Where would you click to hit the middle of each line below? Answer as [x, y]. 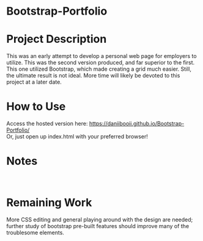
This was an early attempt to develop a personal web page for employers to [102, 56]
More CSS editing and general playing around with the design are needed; [100, 219]
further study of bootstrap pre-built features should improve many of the [98, 226]
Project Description [57, 39]
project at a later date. [34, 82]
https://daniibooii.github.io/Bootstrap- [137, 124]
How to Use [36, 106]
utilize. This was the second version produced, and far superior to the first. [101, 63]
